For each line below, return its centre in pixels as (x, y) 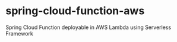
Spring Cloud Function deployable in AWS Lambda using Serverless (88, 27)
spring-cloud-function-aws (75, 11)
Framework (19, 33)
